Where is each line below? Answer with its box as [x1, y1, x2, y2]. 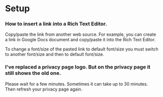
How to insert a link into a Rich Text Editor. [5, 21, 107, 27]
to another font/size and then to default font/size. [5, 51, 104, 57]
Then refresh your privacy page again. [5, 86, 83, 92]
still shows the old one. [5, 70, 61, 76]
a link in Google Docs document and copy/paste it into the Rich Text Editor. [5, 37, 156, 43]
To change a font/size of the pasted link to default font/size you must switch [5, 46, 159, 52]
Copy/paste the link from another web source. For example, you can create [5, 31, 157, 37]
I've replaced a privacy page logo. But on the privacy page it [5, 64, 151, 71]
